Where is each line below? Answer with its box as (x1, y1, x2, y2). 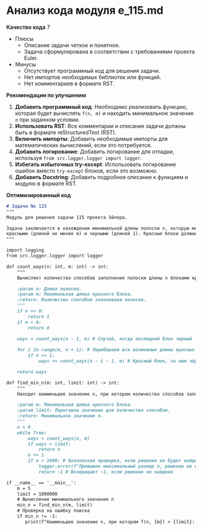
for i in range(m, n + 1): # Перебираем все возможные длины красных (17, 347, 195, 353)
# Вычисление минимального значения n (17, 497, 114, 503)
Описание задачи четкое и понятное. (23, 41, 120, 49)
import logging (6, 247, 44, 253)
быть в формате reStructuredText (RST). (14, 129, 117, 136)
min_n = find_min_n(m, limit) (17, 502, 93, 508)
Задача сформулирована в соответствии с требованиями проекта (23, 48, 195, 55)
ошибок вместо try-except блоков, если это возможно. (14, 167, 158, 174)
